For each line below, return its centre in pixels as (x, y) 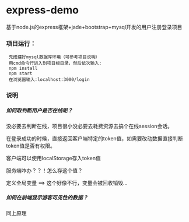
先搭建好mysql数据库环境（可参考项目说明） (54, 57)
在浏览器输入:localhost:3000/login (49, 80)
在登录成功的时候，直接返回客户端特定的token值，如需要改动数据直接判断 (94, 139)
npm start (20, 73)
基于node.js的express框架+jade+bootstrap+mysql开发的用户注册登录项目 (94, 27)
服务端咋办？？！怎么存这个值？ (44, 171)
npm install (23, 68)
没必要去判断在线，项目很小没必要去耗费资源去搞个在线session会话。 (90, 126)
